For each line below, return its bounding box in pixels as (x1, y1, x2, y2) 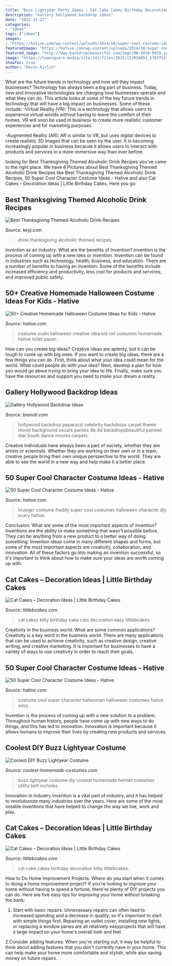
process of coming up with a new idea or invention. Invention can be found (5, 252, 163, 258)
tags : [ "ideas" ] (5, 31, 40, 36)
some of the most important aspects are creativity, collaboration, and (5, 544, 151, 550)
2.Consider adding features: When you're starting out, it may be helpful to (5, 938, 161, 944)
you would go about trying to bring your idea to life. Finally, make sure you (5, 367, 162, 373)
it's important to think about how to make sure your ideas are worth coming (5, 555, 164, 561)
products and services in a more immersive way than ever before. (5, 149, 144, 155)
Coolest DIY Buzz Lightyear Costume (5, 743, 126, 752)
